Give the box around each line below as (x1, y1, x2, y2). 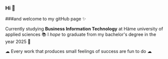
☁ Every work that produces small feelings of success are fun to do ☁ (5, 48, 152, 54)
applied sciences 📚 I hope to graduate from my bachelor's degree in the (5, 31, 156, 37)
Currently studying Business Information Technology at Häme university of (5, 26, 163, 32)
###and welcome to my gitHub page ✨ (5, 16, 86, 22)
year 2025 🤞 (5, 38, 31, 44)
